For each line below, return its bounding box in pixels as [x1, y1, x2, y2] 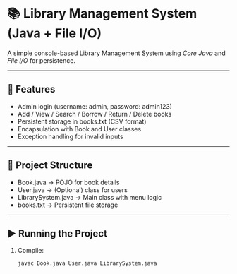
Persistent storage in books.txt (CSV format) [17, 117, 147, 126]
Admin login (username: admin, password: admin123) [17, 102, 173, 110]
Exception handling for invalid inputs [17, 132, 123, 141]
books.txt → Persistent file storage [17, 201, 119, 209]
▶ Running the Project [7, 227, 108, 239]
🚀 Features [7, 83, 56, 95]
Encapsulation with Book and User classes [17, 124, 142, 133]
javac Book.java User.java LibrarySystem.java [17, 260, 157, 267]
